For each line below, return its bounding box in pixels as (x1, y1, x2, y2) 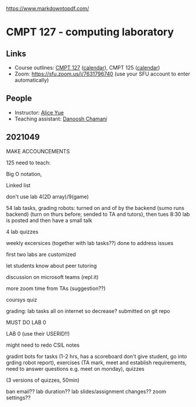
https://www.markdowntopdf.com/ (6, 5, 90, 12)
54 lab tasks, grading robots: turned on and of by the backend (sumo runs (6, 204, 185, 211)
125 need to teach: (6, 159, 51, 166)
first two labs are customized (6, 251, 76, 258)
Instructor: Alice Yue (14, 109, 64, 116)
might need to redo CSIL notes (6, 342, 80, 349)
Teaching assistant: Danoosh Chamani (14, 115, 107, 122)
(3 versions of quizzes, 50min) (6, 377, 80, 384)
